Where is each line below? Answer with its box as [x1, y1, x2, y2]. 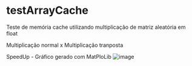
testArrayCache [6, 4, 89, 17]
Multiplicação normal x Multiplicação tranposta [6, 41, 124, 49]
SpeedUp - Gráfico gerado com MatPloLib [6, 53, 112, 60]
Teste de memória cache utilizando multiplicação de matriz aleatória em [6, 23, 186, 31]
